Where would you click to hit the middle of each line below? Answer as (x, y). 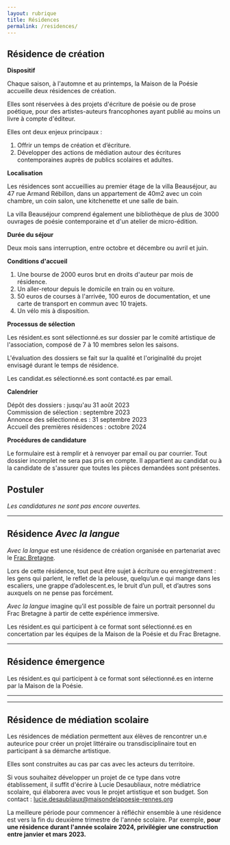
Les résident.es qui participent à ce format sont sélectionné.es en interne (110, 678)
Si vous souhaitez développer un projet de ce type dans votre (94, 777)
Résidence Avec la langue (64, 534)
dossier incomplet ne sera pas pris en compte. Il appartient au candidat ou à (115, 461)
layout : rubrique (32, 13)
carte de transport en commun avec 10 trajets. (82, 304)
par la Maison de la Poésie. (45, 685)
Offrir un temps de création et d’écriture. (74, 145)
